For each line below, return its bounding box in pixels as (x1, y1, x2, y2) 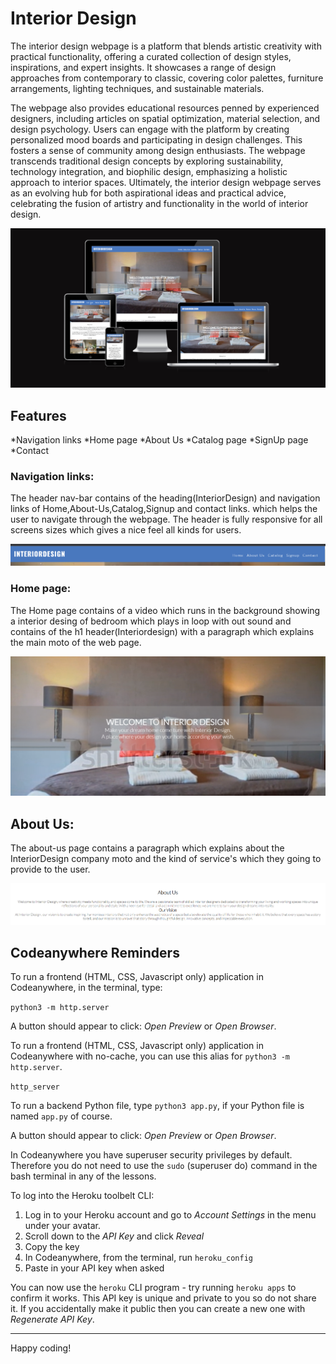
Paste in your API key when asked (24, 1262, 165, 1274)
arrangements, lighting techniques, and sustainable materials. (10, 82, 265, 94)
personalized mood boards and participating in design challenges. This (10, 133, 303, 146)
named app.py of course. (10, 1110, 113, 1122)
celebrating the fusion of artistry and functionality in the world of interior (10, 197, 309, 209)
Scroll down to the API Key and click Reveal (24, 1230, 205, 1242)
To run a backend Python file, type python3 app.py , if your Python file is (10, 1100, 305, 1112)
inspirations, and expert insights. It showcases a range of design (10, 61, 277, 73)
